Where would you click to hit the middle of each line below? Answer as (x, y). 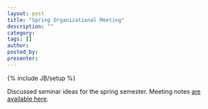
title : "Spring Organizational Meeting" (66, 20)
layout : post (26, 13)
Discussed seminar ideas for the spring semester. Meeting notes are (104, 91)
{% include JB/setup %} (41, 78)
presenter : (23, 59)
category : (21, 33)
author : (18, 46)
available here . (28, 99)
